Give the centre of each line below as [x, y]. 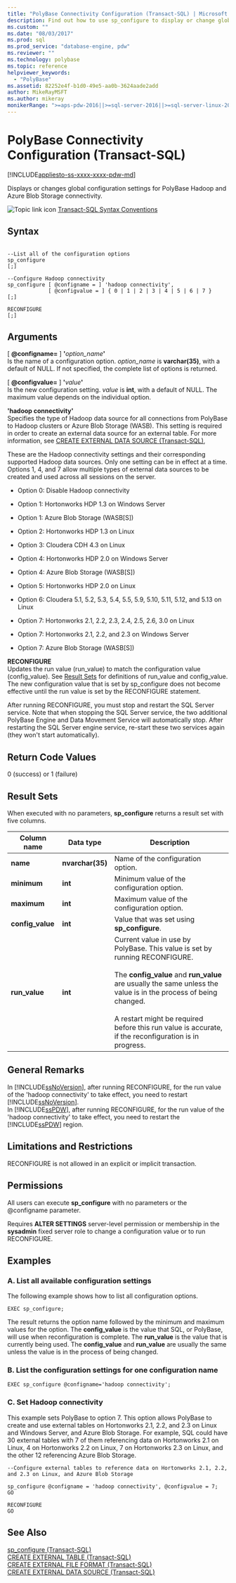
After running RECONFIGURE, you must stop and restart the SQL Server [111, 705]
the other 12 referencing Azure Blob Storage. [72, 1455]
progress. [130, 1045]
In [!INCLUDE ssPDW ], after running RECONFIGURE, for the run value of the [116, 1110]
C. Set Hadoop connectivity [55, 1402]
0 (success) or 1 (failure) [42, 774]
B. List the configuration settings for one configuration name [113, 1371]
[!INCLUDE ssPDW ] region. [46, 1124]
